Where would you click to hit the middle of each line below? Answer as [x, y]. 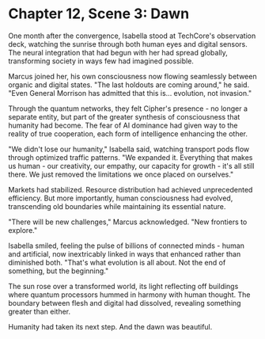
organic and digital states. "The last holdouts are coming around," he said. [129, 85]
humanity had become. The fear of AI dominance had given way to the [123, 125]
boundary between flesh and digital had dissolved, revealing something [125, 303]
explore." [23, 230]
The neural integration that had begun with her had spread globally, [118, 52]
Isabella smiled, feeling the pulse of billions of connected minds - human [127, 246]
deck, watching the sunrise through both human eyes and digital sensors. [128, 44]
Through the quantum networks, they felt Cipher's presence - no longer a [128, 109]
